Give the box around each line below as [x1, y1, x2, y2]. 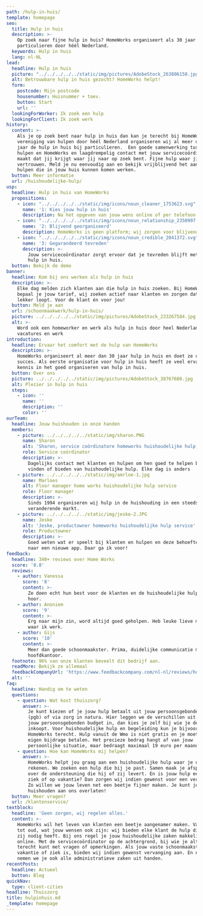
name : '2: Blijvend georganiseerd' [22, 223, 112, 229]
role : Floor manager [22, 489, 74, 495]
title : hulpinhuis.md [6, 895, 61, 901]
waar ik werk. [28, 624, 63, 630]
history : [6, 122, 28, 128]
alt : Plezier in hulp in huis [11, 381, 88, 387]
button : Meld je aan [11, 302, 63, 308]
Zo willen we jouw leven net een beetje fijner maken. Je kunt [28, 782, 190, 788]
